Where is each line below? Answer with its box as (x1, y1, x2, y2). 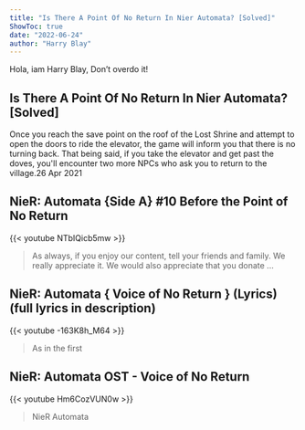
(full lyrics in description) (9, 300, 157, 316)
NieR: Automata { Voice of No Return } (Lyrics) (9, 287, 278, 302)
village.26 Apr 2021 (9, 168, 82, 179)
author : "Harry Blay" (9, 38, 92, 48)
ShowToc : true (9, 22, 64, 31)
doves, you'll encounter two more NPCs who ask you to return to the (9, 158, 268, 169)
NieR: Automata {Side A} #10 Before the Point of (9, 194, 289, 210)
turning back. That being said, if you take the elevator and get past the (9, 148, 275, 160)
